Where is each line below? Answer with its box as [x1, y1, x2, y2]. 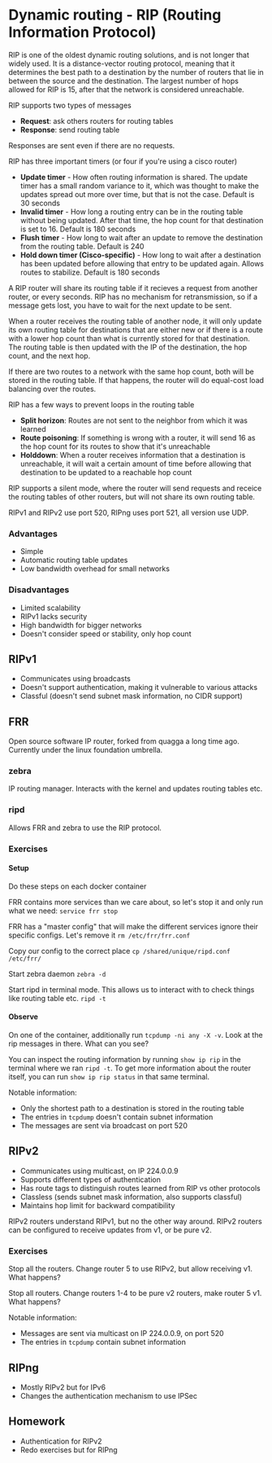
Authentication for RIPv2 [19, 1436, 103, 1446]
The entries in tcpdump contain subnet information [19, 1338, 187, 1347]
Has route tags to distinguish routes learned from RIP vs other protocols [19, 1183, 261, 1193]
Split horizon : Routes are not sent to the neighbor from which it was [19, 415, 248, 425]
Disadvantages [8, 584, 70, 595]
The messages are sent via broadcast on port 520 [19, 1121, 188, 1131]
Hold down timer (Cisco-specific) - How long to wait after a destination [19, 250, 261, 260]
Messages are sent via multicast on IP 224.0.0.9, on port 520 [19, 1329, 225, 1338]
